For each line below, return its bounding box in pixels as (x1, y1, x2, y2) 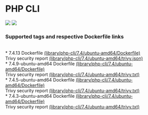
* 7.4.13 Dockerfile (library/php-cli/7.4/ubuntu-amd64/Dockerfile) (5, 50, 140, 56)
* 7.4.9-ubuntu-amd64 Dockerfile (5, 61, 75, 67)
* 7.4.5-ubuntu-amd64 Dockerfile (5, 77, 75, 83)
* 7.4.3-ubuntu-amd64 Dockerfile (5, 93, 75, 99)
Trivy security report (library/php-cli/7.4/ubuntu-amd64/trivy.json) (5, 55, 143, 61)
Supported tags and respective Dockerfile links (5, 33, 124, 40)
